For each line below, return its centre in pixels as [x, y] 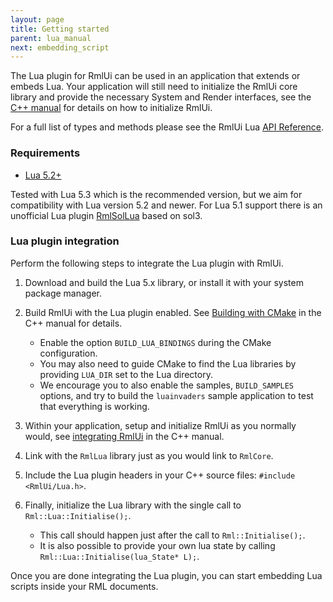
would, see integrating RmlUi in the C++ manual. [124, 436]
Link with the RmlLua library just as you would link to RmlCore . [149, 455]
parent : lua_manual [51, 38]
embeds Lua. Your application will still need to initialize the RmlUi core [154, 87]
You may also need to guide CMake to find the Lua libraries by [168, 363]
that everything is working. [94, 406]
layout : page [37, 19]
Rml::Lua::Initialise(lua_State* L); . [119, 556]
